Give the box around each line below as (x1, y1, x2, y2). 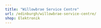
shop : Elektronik (5, 16, 40, 20)
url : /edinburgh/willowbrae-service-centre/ (5, 11, 97, 16)
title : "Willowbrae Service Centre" (5, 7, 79, 12)
